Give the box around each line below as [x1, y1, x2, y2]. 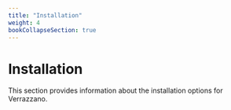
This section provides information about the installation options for [8, 86, 223, 95]
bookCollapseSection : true [8, 26, 97, 34]
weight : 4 [8, 19, 41, 27]
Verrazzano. [8, 94, 48, 104]
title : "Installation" [8, 11, 82, 20]
